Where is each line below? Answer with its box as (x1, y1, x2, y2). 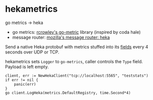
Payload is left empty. (5, 64, 49, 70)
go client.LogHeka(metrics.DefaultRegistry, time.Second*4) (5, 90, 131, 95)
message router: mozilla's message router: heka (12, 34, 110, 40)
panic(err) (14, 82, 36, 87)
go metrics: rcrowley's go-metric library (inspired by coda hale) (12, 29, 141, 35)
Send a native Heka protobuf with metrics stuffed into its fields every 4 (5, 44, 149, 50)
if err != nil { (5, 77, 38, 82)
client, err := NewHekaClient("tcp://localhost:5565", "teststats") (5, 73, 149, 78)
